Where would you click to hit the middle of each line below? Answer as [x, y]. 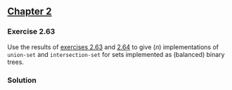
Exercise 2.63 [31, 32]
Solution [22, 80]
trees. [16, 62]
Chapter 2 [30, 12]
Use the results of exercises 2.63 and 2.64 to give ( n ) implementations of [113, 47]
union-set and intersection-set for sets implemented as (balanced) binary [116, 54]
